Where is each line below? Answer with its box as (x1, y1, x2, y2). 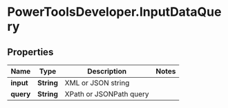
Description (87, 67, 126, 76)
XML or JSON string (64, 78, 130, 87)
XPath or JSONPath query (64, 89, 150, 98)
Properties (7, 46, 54, 58)
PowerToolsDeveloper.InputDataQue (7, 4, 222, 20)
